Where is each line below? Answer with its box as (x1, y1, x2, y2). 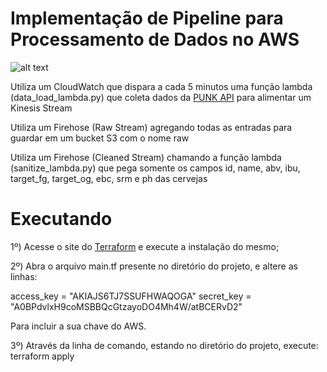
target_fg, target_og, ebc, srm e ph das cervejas (10, 172, 208, 184)
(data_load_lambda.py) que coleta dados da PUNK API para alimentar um (10, 91, 312, 103)
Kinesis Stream (10, 102, 73, 114)
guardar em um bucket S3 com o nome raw (10, 132, 190, 144)
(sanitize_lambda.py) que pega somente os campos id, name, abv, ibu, (10, 162, 301, 174)
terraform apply (10, 350, 75, 362)
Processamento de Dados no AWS (10, 28, 300, 51)
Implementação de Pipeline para (10, 7, 284, 30)
